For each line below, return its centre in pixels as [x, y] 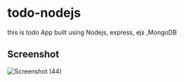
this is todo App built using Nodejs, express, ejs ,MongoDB [92, 32]
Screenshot [33, 54]
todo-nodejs [44, 13]
